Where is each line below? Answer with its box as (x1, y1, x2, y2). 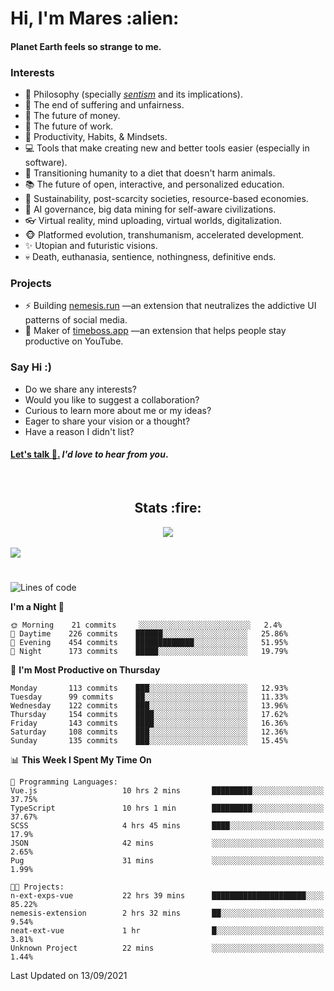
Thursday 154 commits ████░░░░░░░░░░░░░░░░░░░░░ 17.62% (10, 709, 288, 719)
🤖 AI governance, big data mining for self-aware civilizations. (24, 203, 277, 216)
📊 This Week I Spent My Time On (10, 753, 152, 766)
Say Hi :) (10, 360, 52, 374)
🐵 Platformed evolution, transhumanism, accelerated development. (24, 229, 305, 241)
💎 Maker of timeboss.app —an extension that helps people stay (24, 325, 287, 337)
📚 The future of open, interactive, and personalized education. (24, 178, 285, 191)
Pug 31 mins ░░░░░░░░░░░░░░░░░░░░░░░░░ (10, 855, 325, 866)
